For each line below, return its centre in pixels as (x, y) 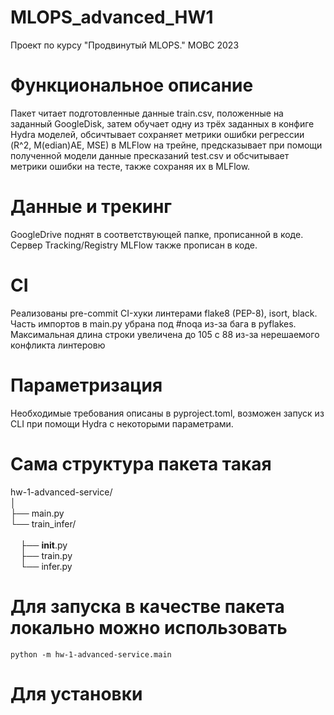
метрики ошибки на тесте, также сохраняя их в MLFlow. (130, 166)
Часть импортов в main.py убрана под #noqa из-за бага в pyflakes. (153, 323)
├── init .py (43, 545)
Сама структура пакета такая (141, 463)
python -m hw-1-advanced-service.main (91, 654)
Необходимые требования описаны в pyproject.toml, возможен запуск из (167, 413)
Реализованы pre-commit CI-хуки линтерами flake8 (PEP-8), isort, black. (164, 313)
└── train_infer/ (43, 523)
